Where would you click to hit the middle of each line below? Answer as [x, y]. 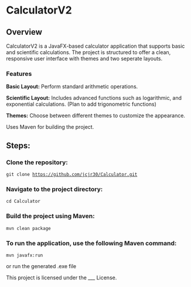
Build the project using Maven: [50, 216]
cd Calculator [23, 201]
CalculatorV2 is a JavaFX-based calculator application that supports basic [95, 46]
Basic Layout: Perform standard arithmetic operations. [72, 86]
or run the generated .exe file [41, 266]
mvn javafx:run [25, 255]
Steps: [18, 146]
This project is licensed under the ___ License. [62, 278]
